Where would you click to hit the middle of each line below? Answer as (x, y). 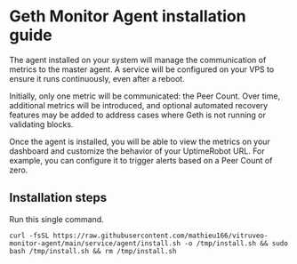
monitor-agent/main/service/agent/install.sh (95, 243)
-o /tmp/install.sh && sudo (236, 243)
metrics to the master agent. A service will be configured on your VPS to (142, 69)
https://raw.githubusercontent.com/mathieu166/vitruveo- (161, 236)
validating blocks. (41, 124)
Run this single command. (56, 219)
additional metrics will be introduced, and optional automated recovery (139, 105)
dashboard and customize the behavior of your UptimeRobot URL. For (137, 151)
